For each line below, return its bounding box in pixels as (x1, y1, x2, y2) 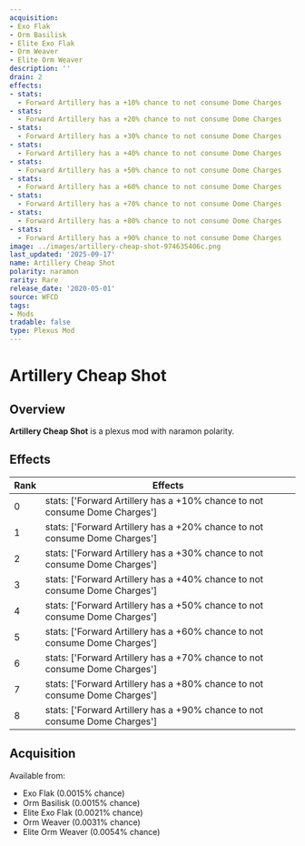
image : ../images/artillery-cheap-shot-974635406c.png (9, 242, 221, 251)
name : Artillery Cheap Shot (9, 258, 116, 268)
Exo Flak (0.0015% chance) (22, 788, 125, 799)
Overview (9, 401, 66, 417)
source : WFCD (9, 292, 59, 301)
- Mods (9, 309, 34, 318)
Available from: (9, 770, 65, 781)
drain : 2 (9, 73, 43, 82)
